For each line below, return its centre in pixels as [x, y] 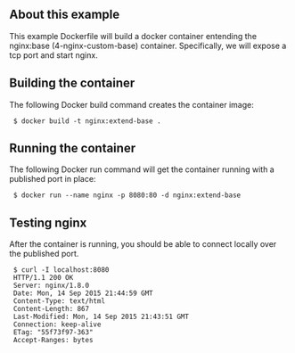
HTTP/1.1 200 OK [43, 278]
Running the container [73, 148]
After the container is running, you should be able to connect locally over [143, 244]
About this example [65, 15]
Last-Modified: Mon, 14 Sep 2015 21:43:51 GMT [101, 317]
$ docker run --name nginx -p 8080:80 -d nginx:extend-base [127, 195]
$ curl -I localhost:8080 [61, 270]
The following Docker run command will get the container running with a [142, 169]
